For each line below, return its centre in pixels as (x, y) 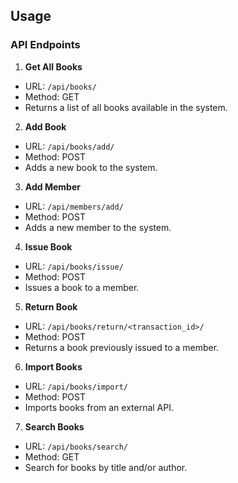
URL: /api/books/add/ (69, 146)
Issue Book (48, 246)
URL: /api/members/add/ (74, 206)
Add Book (45, 126)
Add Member (52, 186)
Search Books (54, 426)
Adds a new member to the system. (98, 227)
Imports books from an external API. (99, 407)
